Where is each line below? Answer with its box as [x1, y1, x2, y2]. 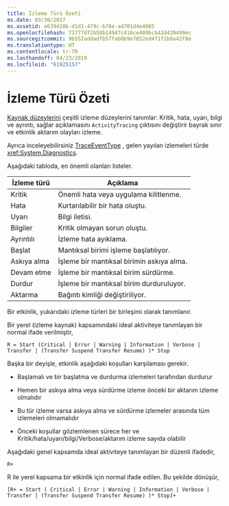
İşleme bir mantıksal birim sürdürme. [58, 267, 176, 277]
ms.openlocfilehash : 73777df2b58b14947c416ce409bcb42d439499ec [7, 29, 192, 36]
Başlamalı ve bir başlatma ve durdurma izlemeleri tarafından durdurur [16, 372, 213, 381]
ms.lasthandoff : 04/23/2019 [7, 55, 88, 62]
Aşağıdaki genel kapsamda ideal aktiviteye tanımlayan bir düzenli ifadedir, [7, 447, 215, 456]
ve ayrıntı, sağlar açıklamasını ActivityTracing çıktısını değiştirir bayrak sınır [7, 121, 222, 129]
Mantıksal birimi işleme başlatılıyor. [58, 245, 170, 254]
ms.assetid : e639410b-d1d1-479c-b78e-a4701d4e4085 [7, 23, 155, 29]
